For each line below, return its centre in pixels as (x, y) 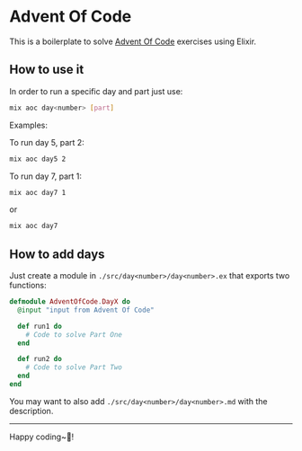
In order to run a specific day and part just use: (96, 91)
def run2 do (40, 359)
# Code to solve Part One (74, 334)
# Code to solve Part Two (74, 367)
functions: (28, 286)
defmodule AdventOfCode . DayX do (70, 302)
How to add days (57, 254)
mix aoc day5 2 (38, 159)
